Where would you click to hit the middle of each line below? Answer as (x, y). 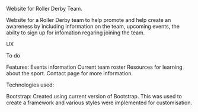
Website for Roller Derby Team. (44, 9)
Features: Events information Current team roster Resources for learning (94, 67)
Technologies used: (30, 85)
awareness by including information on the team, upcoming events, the (93, 26)
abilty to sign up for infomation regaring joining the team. (76, 33)
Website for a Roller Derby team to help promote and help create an (89, 20)
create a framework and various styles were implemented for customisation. (99, 103)
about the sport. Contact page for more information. (70, 73)
